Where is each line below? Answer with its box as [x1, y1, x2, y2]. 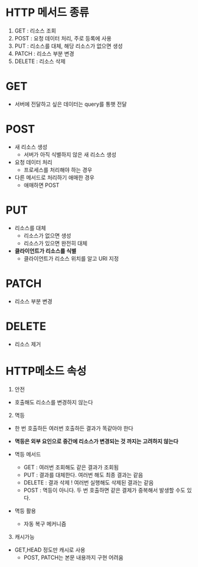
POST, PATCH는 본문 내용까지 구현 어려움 [23, 554, 124, 561]
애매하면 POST [23, 181, 60, 188]
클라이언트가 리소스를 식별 [14, 247, 77, 254]
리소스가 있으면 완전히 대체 [23, 239, 88, 246]
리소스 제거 [14, 340, 41, 347]
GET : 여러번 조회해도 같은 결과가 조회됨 [23, 463, 119, 471]
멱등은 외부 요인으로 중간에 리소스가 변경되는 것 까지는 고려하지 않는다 [14, 437, 179, 445]
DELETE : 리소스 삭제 [14, 57, 66, 65]
